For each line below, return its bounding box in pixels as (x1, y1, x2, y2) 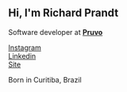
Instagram (8, 43, 41, 52)
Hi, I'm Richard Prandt (8, 6, 119, 20)
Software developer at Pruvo (8, 27, 103, 36)
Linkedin (8, 51, 37, 60)
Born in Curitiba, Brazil (8, 75, 82, 84)
